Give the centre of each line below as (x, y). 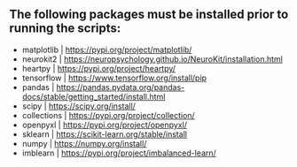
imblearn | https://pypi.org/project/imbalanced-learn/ (119, 153)
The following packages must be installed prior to (149, 15)
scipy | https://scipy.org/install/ (78, 106)
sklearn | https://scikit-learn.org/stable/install (105, 134)
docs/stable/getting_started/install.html (94, 96)
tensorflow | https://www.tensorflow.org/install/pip (114, 78)
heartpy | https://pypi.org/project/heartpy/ (98, 68)
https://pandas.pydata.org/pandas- (121, 87)
